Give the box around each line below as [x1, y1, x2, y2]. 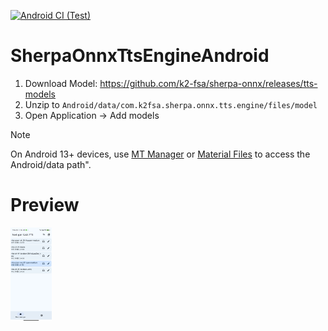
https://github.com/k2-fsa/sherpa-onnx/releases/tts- [99, 77, 318, 89]
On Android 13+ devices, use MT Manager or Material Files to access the [10, 148, 311, 160]
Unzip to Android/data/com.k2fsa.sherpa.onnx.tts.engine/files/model [24, 98, 318, 110]
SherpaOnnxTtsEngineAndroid [10, 45, 270, 67]
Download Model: [24, 77, 98, 89]
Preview [10, 194, 80, 217]
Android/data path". [10, 158, 92, 170]
